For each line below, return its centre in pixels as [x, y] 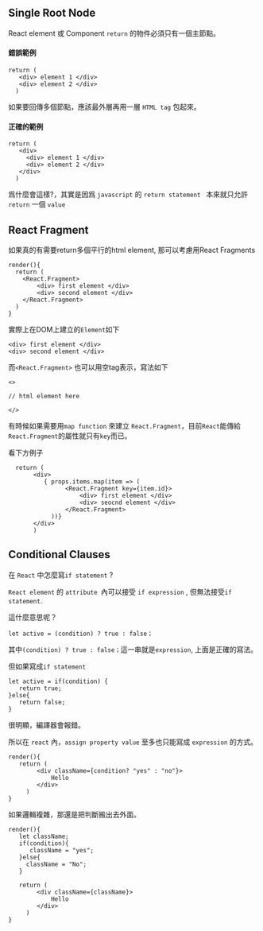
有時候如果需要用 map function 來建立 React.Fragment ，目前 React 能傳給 [124, 426]
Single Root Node [52, 13]
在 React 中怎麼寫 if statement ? [61, 575]
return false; [42, 702]
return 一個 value [37, 204]
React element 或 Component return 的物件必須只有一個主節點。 [114, 33]
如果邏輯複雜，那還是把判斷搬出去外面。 [74, 814]
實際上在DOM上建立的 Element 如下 [64, 330]
